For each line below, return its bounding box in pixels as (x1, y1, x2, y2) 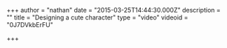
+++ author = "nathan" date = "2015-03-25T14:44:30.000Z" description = (6, 6, 221, 14)
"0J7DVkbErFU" (6, 21, 53, 29)
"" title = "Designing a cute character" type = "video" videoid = (6, 13, 188, 22)
